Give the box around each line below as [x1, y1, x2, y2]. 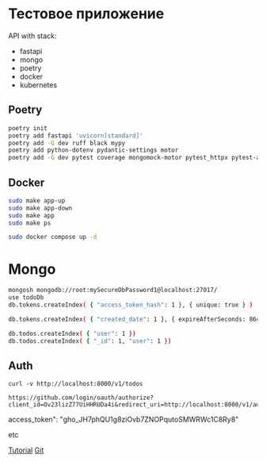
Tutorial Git [8, 445, 44, 455]
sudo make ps [8, 219, 51, 227]
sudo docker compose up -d [8, 233, 97, 241]
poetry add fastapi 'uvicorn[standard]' [8, 132, 144, 140]
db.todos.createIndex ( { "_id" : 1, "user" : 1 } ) [8, 337, 172, 345]
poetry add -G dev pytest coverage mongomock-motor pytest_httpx [8, 154, 228, 162]
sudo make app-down [8, 204, 73, 212]
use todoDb [8, 294, 44, 302]
